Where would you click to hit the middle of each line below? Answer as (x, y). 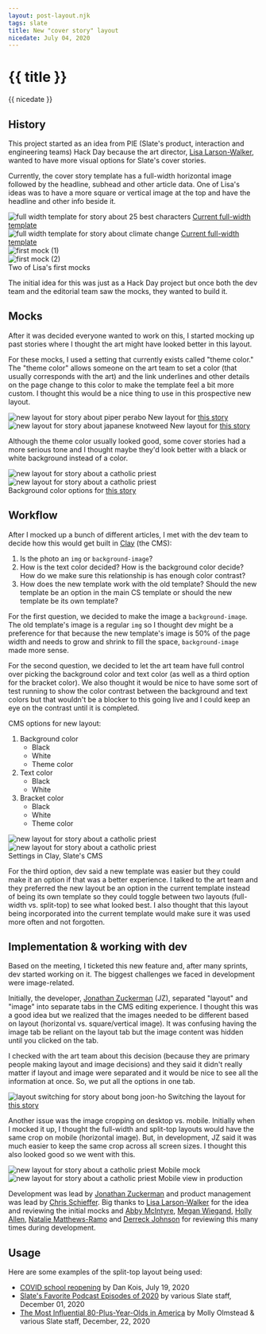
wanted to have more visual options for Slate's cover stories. (107, 160)
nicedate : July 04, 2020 (49, 38)
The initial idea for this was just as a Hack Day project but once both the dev (133, 283)
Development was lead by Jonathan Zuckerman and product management (130, 1194)
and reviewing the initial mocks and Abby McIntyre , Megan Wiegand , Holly (130, 1211)
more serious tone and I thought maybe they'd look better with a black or (127, 449)
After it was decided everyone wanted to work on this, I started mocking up (131, 335)
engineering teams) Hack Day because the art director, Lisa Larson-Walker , (131, 152)
